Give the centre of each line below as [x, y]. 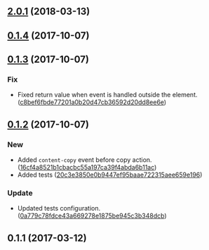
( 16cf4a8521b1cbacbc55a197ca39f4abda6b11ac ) [87, 168]
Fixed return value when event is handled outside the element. [107, 95]
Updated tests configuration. [59, 208]
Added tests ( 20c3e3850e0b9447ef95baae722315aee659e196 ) [110, 175]
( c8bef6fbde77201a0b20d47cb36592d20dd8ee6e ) [92, 102]
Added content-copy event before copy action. [85, 160]
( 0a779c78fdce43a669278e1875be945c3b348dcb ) [92, 216]
